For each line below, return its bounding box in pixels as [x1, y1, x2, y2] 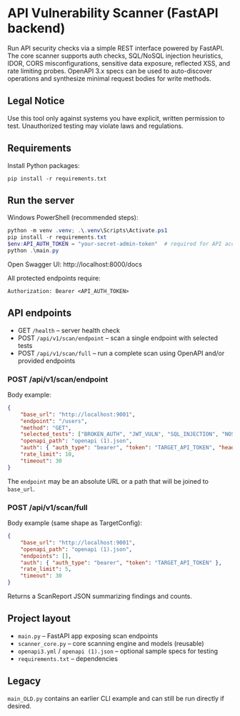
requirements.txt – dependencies [17, 654, 118, 662]
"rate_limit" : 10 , [20, 451, 75, 458]
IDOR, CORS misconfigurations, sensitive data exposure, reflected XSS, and [7, 59, 231, 67]
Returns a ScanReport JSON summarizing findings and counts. [7, 592, 193, 601]
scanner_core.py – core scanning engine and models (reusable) [17, 639, 205, 647]
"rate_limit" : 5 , [20, 566, 72, 573]
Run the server [7, 194, 75, 207]
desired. [7, 702, 32, 710]
